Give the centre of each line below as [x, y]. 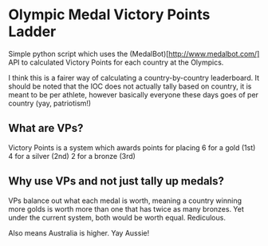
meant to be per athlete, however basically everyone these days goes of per [134, 94]
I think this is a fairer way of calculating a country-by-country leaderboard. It [134, 77]
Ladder [32, 32]
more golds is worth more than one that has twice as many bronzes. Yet [126, 208]
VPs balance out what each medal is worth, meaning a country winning [125, 200]
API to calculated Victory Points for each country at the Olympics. [116, 62]
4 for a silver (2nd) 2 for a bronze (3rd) [72, 156]
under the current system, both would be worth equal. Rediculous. [117, 217]
